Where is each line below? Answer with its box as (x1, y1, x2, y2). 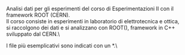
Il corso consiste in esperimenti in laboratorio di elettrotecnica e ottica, (6, 18, 180, 25)
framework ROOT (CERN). (6, 11, 70, 19)
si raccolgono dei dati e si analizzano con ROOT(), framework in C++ (6, 24, 175, 31)
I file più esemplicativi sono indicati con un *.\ (6, 42, 118, 49)
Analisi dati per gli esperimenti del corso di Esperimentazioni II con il (6, 5, 174, 12)
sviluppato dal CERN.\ (6, 30, 60, 38)
